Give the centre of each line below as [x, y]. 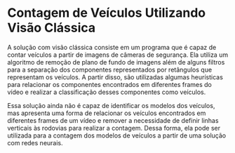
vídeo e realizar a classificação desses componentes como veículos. [107, 92]
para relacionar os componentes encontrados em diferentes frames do [109, 84]
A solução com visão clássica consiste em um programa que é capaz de [112, 47]
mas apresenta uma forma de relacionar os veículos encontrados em [107, 113]
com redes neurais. [35, 142]
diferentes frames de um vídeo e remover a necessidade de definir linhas [113, 120]
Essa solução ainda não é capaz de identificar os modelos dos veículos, [111, 105]
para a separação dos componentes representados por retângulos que [110, 69]
